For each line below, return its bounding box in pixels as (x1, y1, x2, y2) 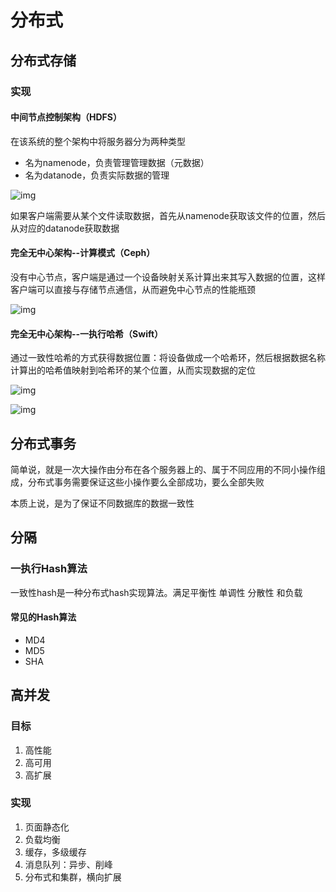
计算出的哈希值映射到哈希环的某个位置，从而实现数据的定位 (10, 364, 256, 376)
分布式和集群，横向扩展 (24, 871, 122, 883)
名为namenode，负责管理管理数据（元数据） (24, 156, 210, 168)
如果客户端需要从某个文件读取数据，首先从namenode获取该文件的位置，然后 (10, 209, 326, 221)
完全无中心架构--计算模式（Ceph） (10, 247, 156, 259)
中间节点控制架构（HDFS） (10, 111, 122, 123)
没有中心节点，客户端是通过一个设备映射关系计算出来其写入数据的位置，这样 (10, 271, 326, 283)
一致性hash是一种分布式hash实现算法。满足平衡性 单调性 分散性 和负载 (10, 586, 303, 598)
